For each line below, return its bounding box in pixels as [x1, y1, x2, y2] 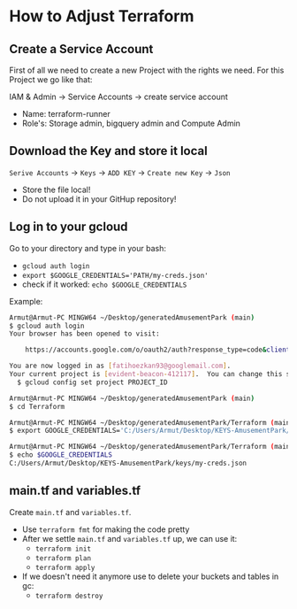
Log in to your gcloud [9, 220, 128, 235]
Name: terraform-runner [21, 109, 110, 119]
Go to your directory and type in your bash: [9, 243, 166, 253]
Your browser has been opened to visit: [9, 329, 161, 338]
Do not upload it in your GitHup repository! [21, 193, 177, 204]
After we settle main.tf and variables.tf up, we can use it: [21, 533, 238, 543]
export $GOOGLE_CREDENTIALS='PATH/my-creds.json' [21, 271, 209, 280]
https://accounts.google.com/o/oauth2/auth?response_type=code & [25, 345, 267, 355]
